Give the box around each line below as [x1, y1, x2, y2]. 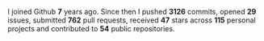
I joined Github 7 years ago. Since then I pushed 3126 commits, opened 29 [7, 7, 257, 16]
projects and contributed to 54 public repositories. [7, 24, 175, 33]
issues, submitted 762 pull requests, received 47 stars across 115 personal [7, 15, 256, 25]
